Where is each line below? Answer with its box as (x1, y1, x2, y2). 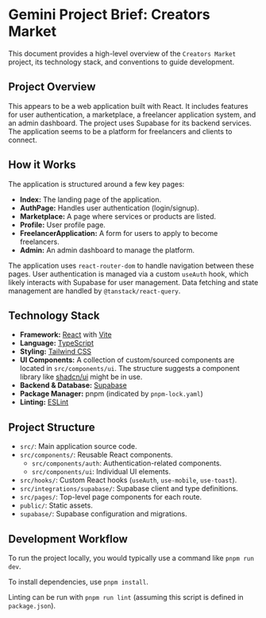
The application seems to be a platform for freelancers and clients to (8, 126, 233, 136)
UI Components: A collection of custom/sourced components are (19, 355, 235, 365)
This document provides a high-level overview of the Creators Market (8, 48, 237, 58)
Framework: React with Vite (19, 330, 113, 339)
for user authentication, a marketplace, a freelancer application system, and (8, 110, 256, 119)
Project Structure (8, 420, 95, 434)
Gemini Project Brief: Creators (8, 6, 210, 24)
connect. (8, 135, 37, 145)
